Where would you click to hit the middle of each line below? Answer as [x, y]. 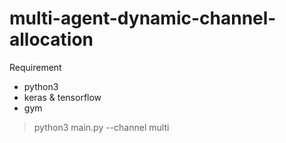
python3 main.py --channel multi [101, 127]
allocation [51, 39]
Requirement [35, 67]
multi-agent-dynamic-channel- [143, 18]
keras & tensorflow [62, 97]
